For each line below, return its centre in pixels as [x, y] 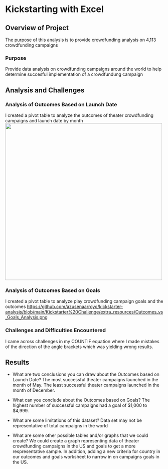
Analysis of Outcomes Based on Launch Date [61, 104]
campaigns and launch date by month [44, 120]
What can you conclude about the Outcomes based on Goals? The [81, 400]
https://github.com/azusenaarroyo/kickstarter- [75, 306]
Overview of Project [37, 28]
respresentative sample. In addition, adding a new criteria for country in [86, 451]
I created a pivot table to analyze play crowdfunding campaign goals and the [84, 301]
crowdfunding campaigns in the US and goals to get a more [74, 446]
